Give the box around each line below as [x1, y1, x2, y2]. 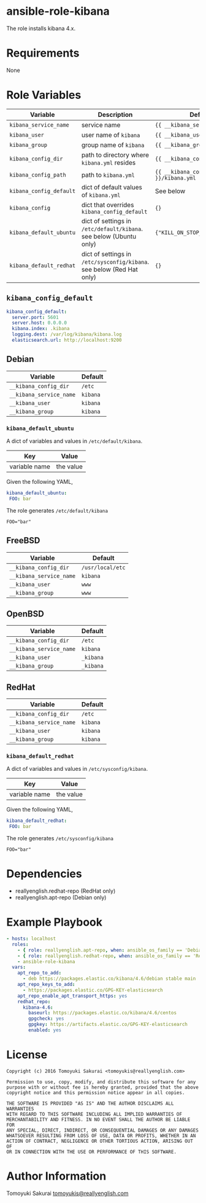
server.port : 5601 [12, 314, 59, 320]
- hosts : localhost [6, 936, 56, 942]
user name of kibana [81, 130, 140, 139]
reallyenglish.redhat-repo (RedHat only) [15, 887, 116, 895]
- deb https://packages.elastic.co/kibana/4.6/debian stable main [22, 976, 196, 982]
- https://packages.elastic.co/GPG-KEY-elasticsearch [22, 987, 164, 993]
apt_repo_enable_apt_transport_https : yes [17, 993, 128, 999]
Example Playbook [6, 915, 103, 929]
